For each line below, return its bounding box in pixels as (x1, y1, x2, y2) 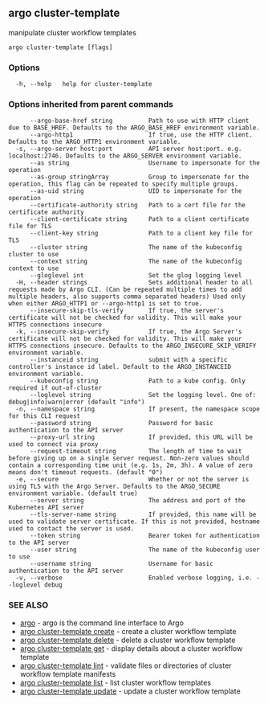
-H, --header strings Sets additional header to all (15, 279, 253, 287)
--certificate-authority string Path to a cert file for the (29, 201, 246, 210)
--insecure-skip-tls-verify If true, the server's (29, 307, 225, 315)
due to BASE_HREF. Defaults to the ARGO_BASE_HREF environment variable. (8, 124, 261, 132)
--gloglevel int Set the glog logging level (29, 272, 242, 280)
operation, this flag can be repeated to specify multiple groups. (8, 180, 239, 188)
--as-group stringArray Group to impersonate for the (29, 173, 250, 182)
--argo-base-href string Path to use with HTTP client (29, 117, 250, 125)
